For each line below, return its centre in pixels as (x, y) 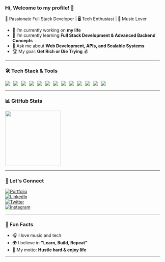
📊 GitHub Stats (24, 101)
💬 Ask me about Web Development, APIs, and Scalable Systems (78, 46)
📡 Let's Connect (25, 180)
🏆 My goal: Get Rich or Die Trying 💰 (50, 52)
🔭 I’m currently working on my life (46, 30)
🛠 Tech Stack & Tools (31, 71)
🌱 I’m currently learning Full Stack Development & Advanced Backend (84, 35)
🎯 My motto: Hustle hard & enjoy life (49, 250)
